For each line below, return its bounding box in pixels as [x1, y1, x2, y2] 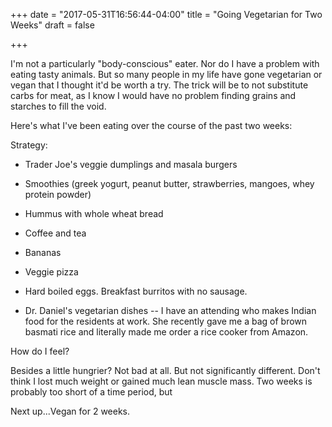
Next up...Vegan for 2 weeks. [10, 405, 131, 417]
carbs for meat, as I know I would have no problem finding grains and [10, 90, 297, 101]
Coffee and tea [24, 227, 87, 239]
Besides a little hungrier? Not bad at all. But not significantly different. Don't [10, 365, 321, 376]
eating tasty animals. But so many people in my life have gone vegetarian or [10, 69, 323, 80]
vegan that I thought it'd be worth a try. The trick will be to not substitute [10, 79, 309, 91]
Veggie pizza [24, 266, 79, 278]
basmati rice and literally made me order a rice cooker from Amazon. [24, 326, 309, 338]
